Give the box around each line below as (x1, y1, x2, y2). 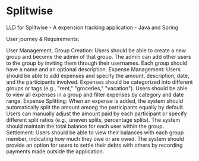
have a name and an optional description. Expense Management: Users (6, 65, 181, 72)
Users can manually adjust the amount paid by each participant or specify (6, 110, 187, 117)
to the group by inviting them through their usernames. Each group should (6, 59, 188, 67)
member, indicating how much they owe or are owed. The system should (6, 135, 184, 142)
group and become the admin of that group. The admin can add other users (6, 53, 191, 60)
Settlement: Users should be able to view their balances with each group (6, 129, 184, 136)
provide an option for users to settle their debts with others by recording (6, 141, 183, 149)
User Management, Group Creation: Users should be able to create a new (6, 46, 186, 54)
